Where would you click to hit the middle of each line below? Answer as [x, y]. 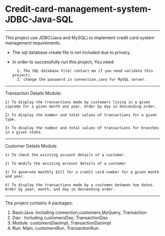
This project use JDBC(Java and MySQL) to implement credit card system [80, 37]
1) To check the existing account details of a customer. [66, 155]
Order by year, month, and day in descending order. [60, 189]
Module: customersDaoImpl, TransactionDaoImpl [62, 223]
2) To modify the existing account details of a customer [66, 163]
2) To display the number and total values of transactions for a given [81, 115]
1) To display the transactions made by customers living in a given [78, 102]
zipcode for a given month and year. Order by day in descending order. [81, 106]
